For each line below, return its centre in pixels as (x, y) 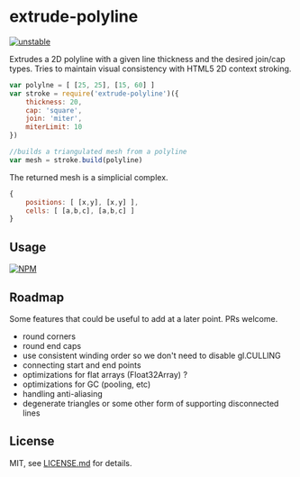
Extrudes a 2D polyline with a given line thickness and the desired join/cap (147, 59)
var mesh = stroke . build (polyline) (76, 160)
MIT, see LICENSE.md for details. (71, 463)
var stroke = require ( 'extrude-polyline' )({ (94, 93)
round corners (49, 336)
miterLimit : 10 (54, 127)
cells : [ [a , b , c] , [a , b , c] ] (80, 211)
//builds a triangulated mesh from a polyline (98, 152)
